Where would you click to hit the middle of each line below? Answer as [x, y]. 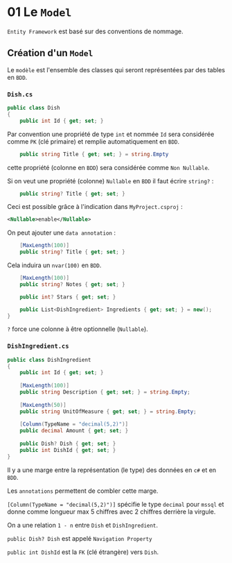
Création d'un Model [50, 53]
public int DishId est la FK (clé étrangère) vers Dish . [83, 552]
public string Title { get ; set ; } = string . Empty [94, 154]
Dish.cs [20, 94]
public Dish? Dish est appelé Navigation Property [80, 538]
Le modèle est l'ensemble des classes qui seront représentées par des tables [116, 69]
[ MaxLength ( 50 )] [43, 405]
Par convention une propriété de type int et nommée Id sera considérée [111, 134]
